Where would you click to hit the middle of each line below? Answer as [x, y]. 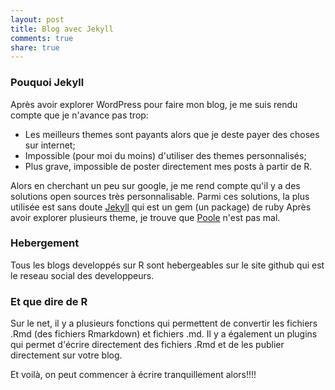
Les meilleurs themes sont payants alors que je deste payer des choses [172, 134]
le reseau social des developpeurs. [82, 275]
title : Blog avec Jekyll [62, 29]
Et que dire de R [49, 301]
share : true [35, 47]
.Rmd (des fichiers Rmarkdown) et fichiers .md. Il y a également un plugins [164, 334]
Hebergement [45, 243]
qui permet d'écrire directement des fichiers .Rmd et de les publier [147, 345]
